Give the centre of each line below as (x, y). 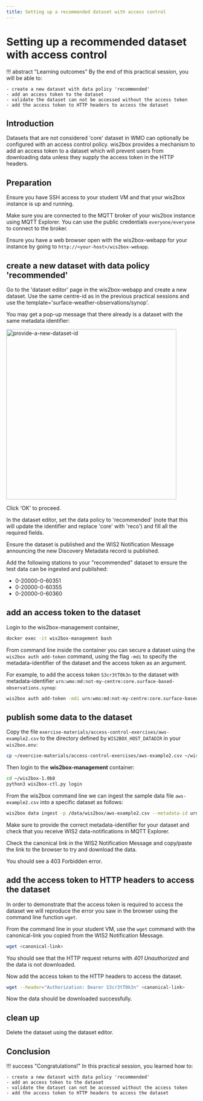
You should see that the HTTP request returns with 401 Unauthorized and (98, 958)
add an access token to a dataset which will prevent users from (85, 151)
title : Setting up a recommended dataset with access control (86, 12)
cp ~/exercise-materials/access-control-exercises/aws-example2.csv (94, 756)
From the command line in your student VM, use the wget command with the (101, 929)
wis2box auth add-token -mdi (43, 698)
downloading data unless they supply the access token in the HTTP (90, 157)
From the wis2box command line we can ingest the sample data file (90, 796)
